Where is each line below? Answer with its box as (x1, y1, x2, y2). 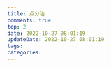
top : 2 (7, 23, 27, 30)
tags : (7, 43, 23, 50)
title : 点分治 (7, 10, 45, 17)
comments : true (7, 17, 52, 24)
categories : (7, 50, 42, 57)
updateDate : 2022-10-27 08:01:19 (7, 36, 105, 43)
